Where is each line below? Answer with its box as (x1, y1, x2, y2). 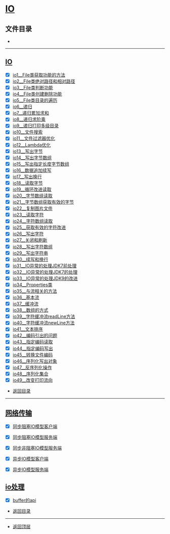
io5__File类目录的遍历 (12, 97, 58, 103)
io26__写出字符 (12, 231, 44, 237)
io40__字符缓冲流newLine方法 (12, 320, 75, 326)
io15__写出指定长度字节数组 (12, 161, 69, 167)
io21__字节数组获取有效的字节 (12, 199, 74, 205)
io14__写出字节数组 (12, 154, 52, 160)
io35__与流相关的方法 (12, 288, 57, 294)
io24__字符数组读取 (12, 218, 53, 224)
